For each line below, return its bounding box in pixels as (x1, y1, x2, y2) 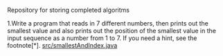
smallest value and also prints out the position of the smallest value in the (7, 27, 217, 35)
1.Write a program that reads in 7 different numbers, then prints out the (7, 19, 209, 27)
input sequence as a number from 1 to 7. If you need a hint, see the (7, 34, 197, 42)
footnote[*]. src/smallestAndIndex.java (7, 41, 118, 49)
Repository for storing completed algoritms (7, 6, 130, 14)
